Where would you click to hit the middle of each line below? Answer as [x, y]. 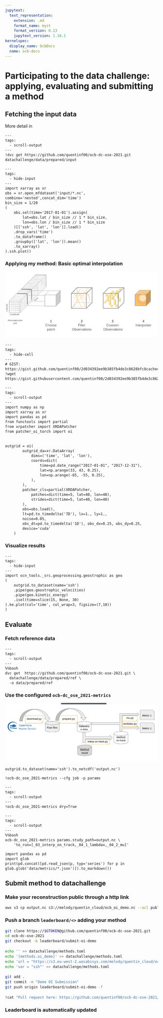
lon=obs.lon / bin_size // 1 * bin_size [64, 222]
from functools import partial [37, 422]
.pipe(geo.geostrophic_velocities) [50, 590]
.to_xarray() [27, 246]
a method [24, 96]
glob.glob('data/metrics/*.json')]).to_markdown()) [58, 869]
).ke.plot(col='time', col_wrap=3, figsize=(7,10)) [58, 605]
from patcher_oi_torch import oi [39, 431]
